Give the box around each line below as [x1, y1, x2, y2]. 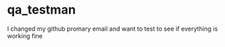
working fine [7, 31, 43, 40]
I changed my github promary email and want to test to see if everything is [7, 25, 218, 33]
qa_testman [7, 2, 76, 18]
